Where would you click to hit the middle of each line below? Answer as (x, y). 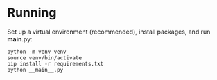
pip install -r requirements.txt (55, 63)
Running (32, 13)
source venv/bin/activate (44, 58)
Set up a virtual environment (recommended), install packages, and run (109, 32)
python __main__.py (35, 70)
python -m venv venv (37, 52)
